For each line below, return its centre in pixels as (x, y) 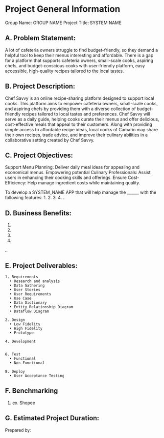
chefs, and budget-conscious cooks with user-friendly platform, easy (75, 65)
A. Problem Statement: (40, 38)
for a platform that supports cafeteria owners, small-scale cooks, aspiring (79, 60)
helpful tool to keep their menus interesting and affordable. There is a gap (79, 55)
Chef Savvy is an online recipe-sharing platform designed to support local (80, 98)
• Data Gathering (27, 286)
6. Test (13, 354)
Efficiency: (16, 183)
